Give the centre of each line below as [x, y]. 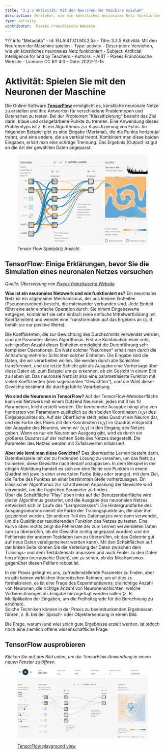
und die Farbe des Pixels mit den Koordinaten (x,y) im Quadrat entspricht [79, 422]
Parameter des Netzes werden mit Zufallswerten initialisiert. [66, 443]
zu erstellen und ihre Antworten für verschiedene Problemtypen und [74, 111]
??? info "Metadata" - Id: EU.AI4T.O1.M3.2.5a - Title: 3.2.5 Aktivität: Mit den [81, 41]
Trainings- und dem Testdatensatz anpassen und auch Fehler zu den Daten [81, 552]
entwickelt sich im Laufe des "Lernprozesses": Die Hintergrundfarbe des [79, 505]
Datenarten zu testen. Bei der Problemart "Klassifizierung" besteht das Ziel [81, 116]
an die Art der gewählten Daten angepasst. [48, 147]
